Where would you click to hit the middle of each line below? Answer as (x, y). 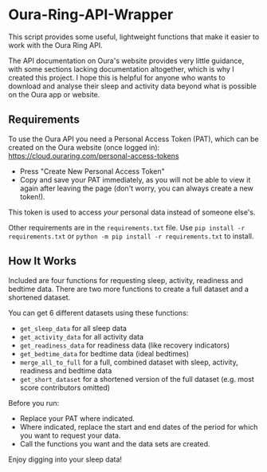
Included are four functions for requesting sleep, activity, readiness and (126, 280)
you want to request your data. (70, 435)
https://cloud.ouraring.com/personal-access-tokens (94, 155)
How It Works (43, 261)
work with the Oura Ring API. (55, 45)
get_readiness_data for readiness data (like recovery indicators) (125, 345)
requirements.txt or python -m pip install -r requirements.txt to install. (131, 236)
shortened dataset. (39, 297)
